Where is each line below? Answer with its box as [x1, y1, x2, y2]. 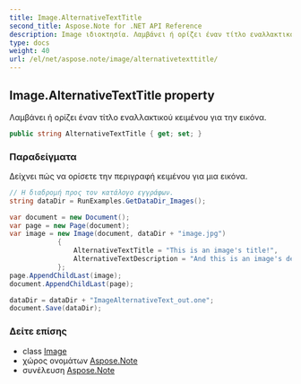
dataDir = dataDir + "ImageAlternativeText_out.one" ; [9, 295, 215, 305]
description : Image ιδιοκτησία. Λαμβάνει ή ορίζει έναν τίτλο [9, 30, 246, 39]
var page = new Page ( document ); [9, 221, 130, 230]
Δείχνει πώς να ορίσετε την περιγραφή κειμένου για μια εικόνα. [9, 170, 248, 181]
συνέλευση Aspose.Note [21, 364, 115, 375]
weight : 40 [9, 47, 50, 56]
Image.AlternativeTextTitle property [9, 88, 215, 103]
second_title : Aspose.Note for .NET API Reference [9, 22, 202, 31]
